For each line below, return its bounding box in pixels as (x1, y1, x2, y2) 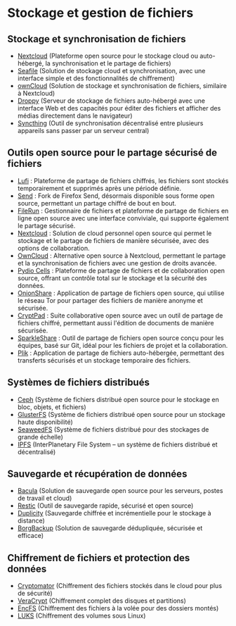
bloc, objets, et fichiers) (17, 403, 86, 411)
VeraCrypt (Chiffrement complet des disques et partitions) (17, 596, 186, 605)
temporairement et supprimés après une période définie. (17, 184, 181, 192)
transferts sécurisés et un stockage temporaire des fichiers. (17, 356, 191, 364)
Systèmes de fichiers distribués (7, 377, 150, 389)
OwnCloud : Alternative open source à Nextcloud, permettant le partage (17, 251, 226, 260)
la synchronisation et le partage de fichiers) (45, 59, 171, 68)
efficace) (17, 532, 44, 540)
